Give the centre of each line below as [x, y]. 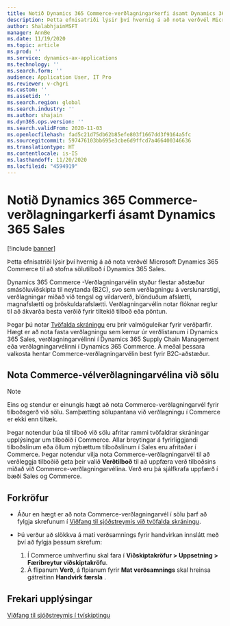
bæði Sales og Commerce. [44, 476]
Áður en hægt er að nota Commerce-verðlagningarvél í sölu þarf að [112, 514]
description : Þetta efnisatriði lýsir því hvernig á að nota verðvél [108, 20]
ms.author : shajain [35, 115]
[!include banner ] [31, 248]
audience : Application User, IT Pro [59, 77]
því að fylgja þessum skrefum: [60, 542]
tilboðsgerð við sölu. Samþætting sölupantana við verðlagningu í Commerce [114, 412]
